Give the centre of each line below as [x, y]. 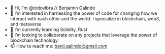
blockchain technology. [35, 40]
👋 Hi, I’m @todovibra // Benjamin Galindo [53, 8]
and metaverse [26, 24]
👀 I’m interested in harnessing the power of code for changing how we [84, 13]
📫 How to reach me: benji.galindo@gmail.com [59, 46]
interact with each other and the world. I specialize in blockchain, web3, [85, 19]
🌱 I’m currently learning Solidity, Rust [49, 30]
